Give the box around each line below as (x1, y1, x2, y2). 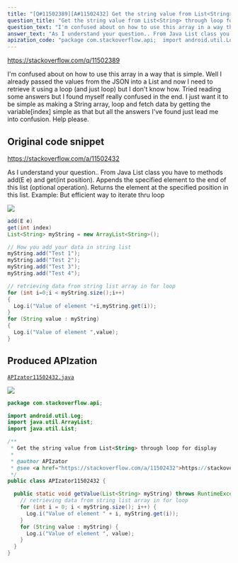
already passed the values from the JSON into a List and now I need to (7, 77, 214, 86)
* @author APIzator (10, 457, 69, 465)
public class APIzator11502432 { (7, 477, 106, 485)
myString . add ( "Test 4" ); (7, 270, 81, 277)
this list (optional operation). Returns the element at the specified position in (7, 183, 229, 191)
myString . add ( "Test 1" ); (7, 250, 81, 257)
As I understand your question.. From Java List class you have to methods (7, 168, 223, 176)
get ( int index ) (7, 224, 52, 231)
